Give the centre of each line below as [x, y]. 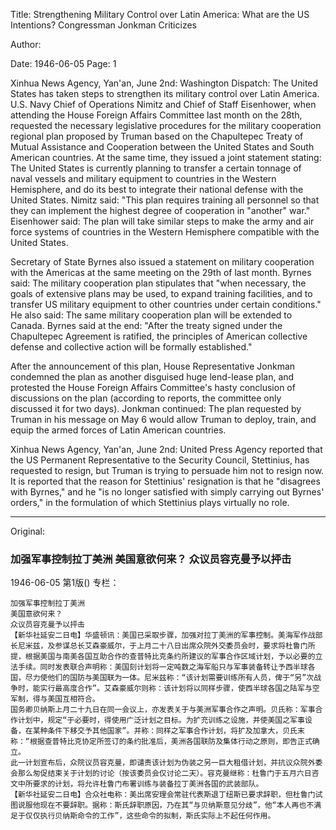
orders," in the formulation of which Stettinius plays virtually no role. [150, 502]
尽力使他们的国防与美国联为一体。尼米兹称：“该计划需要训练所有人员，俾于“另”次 [169, 678]
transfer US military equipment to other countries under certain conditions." [166, 304]
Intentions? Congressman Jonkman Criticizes [103, 25]
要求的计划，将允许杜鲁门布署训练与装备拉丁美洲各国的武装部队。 [148, 784]
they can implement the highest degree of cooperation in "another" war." [160, 210]
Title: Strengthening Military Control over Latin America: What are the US [160, 14]
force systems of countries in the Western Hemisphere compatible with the [165, 232]
